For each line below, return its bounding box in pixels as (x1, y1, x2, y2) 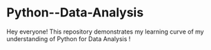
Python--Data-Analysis (6, 5, 144, 21)
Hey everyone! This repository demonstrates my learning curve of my (6, 27, 204, 36)
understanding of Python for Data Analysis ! (6, 34, 131, 42)
